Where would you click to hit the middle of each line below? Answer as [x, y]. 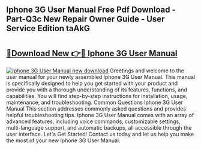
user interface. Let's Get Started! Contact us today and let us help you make [100, 134]
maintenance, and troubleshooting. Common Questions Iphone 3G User [95, 102]
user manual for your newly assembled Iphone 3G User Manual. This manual [101, 77]
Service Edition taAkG [48, 28]
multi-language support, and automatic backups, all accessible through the [99, 128]
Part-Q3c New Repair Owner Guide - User [85, 19]
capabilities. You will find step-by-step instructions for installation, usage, [97, 96]
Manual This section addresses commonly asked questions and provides [96, 109]
